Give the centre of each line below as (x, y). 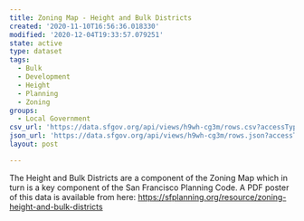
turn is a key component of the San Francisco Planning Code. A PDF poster (149, 187)
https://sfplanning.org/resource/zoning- (212, 197)
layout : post (34, 144)
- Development (44, 77)
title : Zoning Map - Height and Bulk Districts (101, 18)
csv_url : (26, 128)
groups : (24, 110)
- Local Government (54, 119)
